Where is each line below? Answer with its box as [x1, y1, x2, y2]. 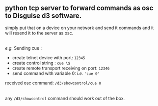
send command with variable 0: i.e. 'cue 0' [12, 71, 100, 76]
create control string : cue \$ [12, 60, 71, 66]
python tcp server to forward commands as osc [5, 4, 154, 12]
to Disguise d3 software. [5, 12, 82, 20]
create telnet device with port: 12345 [12, 55, 85, 61]
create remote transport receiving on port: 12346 [12, 65, 110, 71]
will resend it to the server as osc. [5, 30, 74, 36]
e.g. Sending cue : [5, 45, 42, 51]
